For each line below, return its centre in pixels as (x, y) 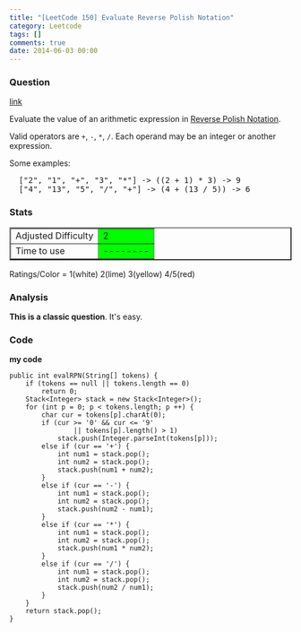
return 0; (60, 392)
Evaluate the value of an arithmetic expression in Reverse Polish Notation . (145, 119)
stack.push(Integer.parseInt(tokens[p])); (138, 439)
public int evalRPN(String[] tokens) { (84, 376)
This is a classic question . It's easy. (76, 317)
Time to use (40, 250)
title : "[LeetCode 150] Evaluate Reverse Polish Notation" (122, 17)
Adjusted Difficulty (55, 236)
